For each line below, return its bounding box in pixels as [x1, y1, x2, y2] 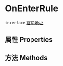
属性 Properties [5, 35, 53, 44]
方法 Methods [5, 53, 48, 62]
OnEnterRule [5, 3, 59, 14]
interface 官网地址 [5, 20, 44, 25]
